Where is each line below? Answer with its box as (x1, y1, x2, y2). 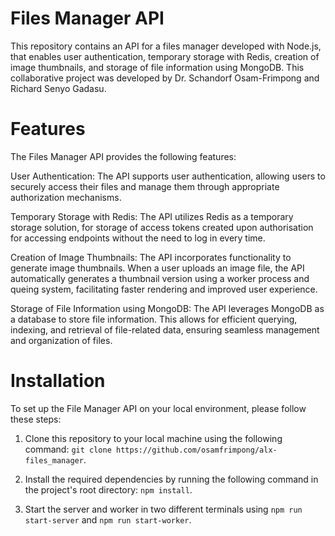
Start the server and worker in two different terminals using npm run (24, 503, 303, 515)
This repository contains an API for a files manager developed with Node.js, (10, 40, 322, 52)
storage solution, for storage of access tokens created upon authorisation (10, 221, 314, 233)
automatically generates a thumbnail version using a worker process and (10, 272, 310, 284)
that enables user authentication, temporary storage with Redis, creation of (10, 50, 320, 62)
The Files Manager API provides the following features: (10, 150, 237, 162)
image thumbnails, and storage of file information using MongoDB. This (10, 61, 305, 73)
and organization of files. (10, 334, 113, 346)
